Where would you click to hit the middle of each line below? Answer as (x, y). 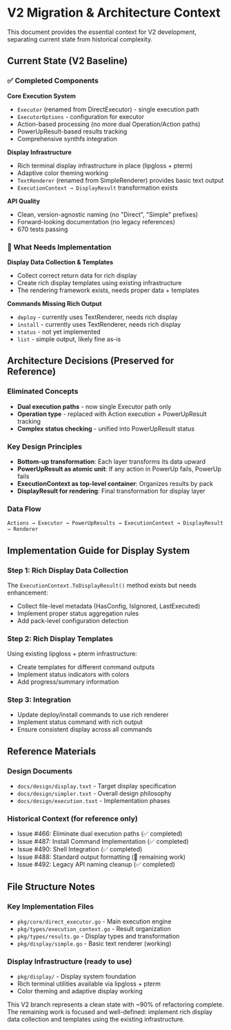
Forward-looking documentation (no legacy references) (96, 222)
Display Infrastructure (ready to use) (70, 961)
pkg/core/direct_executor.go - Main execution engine (94, 921)
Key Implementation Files (51, 906)
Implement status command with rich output (80, 722)
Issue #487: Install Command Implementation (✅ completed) (103, 842)
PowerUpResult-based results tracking (72, 131)
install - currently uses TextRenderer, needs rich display (99, 324)
